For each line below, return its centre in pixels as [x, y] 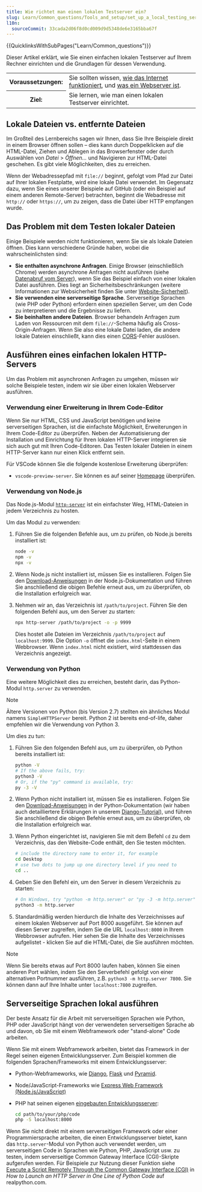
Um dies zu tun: [26, 736]
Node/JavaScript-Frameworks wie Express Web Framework [89, 1085]
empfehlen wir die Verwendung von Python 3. [63, 725]
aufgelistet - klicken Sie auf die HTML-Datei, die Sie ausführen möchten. [104, 942]
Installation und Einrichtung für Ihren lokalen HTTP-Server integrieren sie [96, 439]
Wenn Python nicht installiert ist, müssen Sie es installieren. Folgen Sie [102, 799]
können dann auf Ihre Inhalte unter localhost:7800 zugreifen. [82, 984]
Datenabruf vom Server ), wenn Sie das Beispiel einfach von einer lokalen [105, 278]
